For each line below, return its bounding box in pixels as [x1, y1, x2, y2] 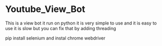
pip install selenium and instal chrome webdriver [5, 35, 106, 41]
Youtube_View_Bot [5, 3, 86, 15]
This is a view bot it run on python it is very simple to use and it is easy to [5, 20, 157, 26]
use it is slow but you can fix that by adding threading [5, 25, 117, 31]
